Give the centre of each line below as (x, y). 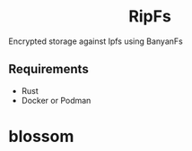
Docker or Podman (56, 100)
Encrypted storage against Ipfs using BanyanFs (96, 41)
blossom (41, 136)
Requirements (48, 69)
